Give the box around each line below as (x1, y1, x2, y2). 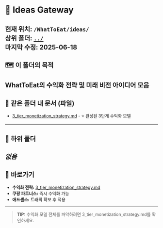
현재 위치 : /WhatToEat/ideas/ (5, 25, 89, 33)
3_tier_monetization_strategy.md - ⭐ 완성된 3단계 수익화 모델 (12, 113, 131, 119)
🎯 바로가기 (5, 171, 35, 179)
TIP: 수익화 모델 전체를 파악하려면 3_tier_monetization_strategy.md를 (16, 211, 151, 217)
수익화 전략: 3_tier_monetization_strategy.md (12, 184, 100, 190)
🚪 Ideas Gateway (5, 4, 74, 16)
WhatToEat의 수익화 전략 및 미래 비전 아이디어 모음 (5, 81, 149, 89)
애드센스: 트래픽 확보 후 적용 (12, 196, 65, 202)
